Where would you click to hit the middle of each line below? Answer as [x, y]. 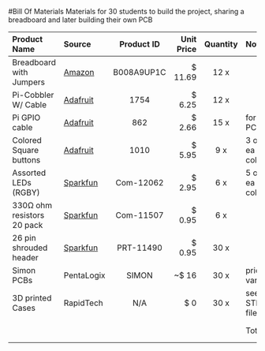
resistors [28, 215]
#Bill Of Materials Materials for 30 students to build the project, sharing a [126, 11]
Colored [27, 140]
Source [77, 44]
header [26, 258]
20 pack [28, 225]
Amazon [79, 72]
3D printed [32, 298]
